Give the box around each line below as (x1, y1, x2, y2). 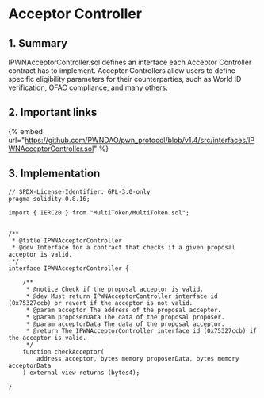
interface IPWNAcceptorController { (8, 264, 129, 272)
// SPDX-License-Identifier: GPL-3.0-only (8, 187, 151, 195)
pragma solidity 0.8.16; (8, 195, 90, 203)
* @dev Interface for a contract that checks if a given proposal (11, 243, 236, 251)
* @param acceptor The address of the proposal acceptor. (25, 306, 222, 314)
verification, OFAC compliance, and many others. (8, 83, 168, 92)
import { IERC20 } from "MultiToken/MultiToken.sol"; (8, 208, 190, 217)
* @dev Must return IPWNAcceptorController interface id (25, 292, 218, 300)
